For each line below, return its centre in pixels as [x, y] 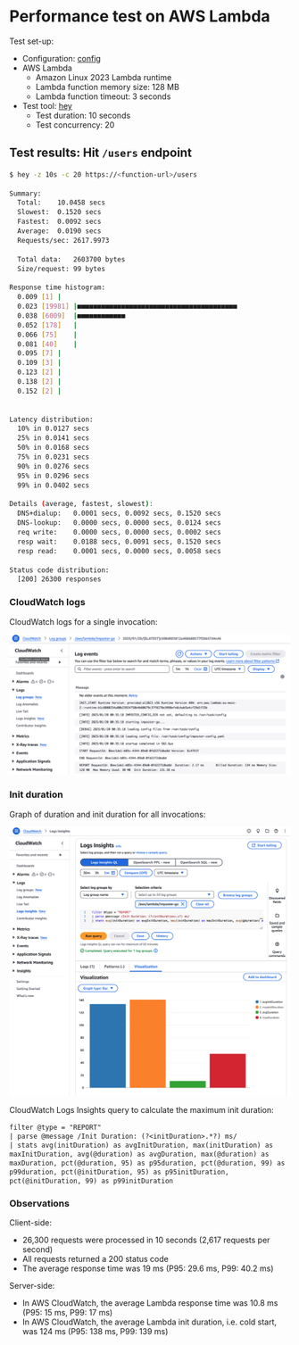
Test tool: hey [47, 105]
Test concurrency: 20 [75, 125]
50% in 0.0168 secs [54, 448]
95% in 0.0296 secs [54, 476]
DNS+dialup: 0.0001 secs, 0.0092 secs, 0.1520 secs [119, 514]
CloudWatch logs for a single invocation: [83, 621]
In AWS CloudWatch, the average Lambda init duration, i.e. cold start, [149, 1322]
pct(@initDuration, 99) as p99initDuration [91, 1181]
